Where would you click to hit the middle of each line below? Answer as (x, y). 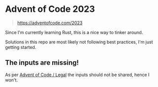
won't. (12, 80)
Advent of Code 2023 (50, 9)
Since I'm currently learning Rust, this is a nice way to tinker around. (74, 32)
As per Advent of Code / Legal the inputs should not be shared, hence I (77, 75)
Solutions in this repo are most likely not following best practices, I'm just (79, 42)
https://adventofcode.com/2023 (50, 23)
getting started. (21, 47)
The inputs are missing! (42, 63)
